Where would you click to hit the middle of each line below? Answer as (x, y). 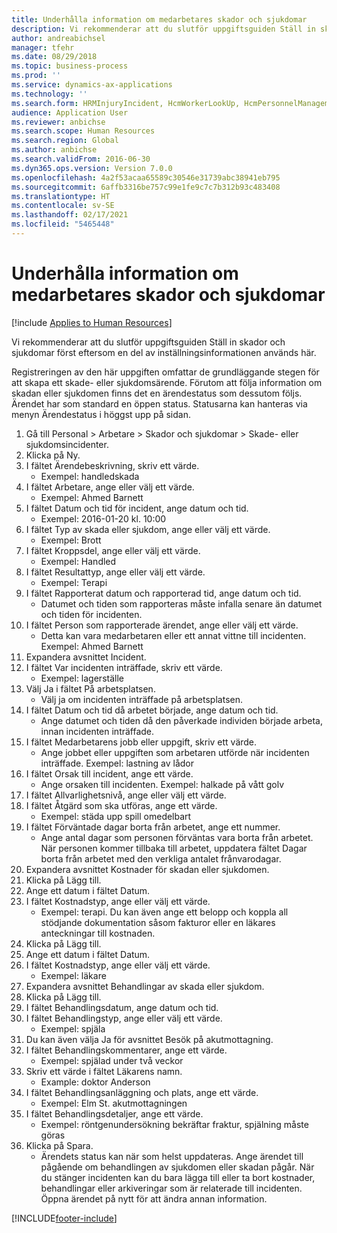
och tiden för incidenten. (91, 614)
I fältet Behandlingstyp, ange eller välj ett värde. (124, 1018)
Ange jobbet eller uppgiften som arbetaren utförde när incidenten (175, 752)
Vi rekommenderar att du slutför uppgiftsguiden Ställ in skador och (148, 342)
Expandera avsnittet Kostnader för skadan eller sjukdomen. (147, 869)
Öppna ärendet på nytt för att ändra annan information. (154, 1198)
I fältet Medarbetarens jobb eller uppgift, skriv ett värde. (141, 742)
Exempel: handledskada (90, 476)
